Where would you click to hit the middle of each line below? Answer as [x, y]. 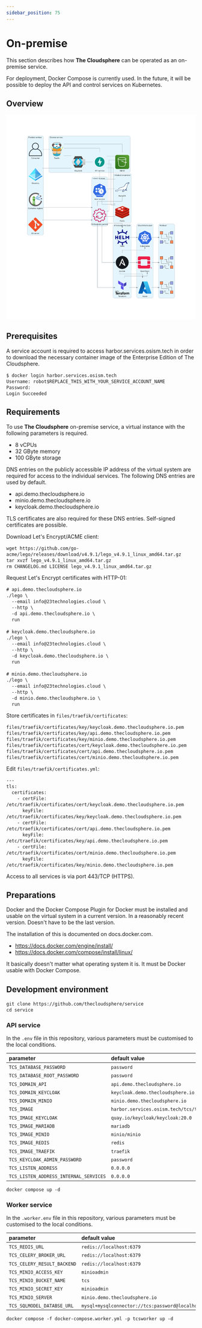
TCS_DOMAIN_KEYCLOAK [35, 1092]
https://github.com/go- [49, 548]
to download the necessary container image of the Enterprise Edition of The [100, 357]
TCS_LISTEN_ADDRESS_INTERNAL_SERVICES [57, 1177]
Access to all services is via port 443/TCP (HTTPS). [70, 876]
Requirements [33, 412]
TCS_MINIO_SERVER [30, 1298]
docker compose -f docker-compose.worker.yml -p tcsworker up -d [90, 1319]
